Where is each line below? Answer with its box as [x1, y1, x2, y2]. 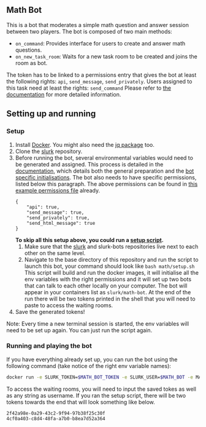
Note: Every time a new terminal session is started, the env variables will [6, 319, 189, 327]
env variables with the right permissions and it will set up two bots [24, 275, 192, 283]
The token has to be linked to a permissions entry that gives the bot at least [6, 71, 197, 79]
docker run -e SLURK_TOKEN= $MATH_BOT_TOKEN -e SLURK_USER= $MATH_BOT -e [6, 374, 193, 380]
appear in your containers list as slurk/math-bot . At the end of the [24, 288, 191, 296]
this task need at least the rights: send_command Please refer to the [6, 84, 172, 92]
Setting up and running [6, 109, 96, 119]
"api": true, [26, 204, 60, 210]
